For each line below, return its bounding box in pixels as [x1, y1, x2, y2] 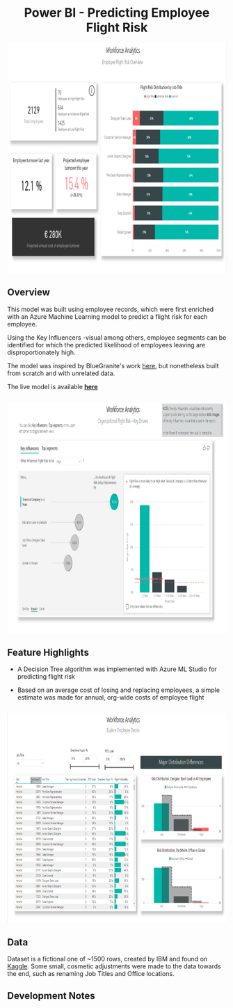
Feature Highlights [7, 646, 89, 659]
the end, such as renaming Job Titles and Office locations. [7, 970, 175, 978]
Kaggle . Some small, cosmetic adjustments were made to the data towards [7, 962, 221, 970]
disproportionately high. [7, 348, 76, 356]
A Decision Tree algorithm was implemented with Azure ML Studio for [17, 665, 217, 673]
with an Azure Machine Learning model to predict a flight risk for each [7, 312, 208, 321]
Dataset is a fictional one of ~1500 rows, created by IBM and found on [7, 955, 208, 963]
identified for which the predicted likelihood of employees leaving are [7, 340, 206, 349]
